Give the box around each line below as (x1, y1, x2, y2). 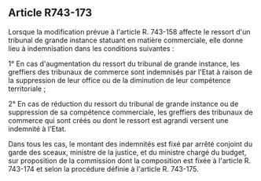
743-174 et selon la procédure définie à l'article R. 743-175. (8, 164, 199, 173)
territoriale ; (8, 84, 46, 93)
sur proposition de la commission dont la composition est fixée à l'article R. (8, 156, 252, 165)
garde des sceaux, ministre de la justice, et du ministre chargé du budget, (8, 147, 247, 157)
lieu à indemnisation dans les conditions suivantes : (8, 43, 175, 53)
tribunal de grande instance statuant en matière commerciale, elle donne (8, 35, 244, 45)
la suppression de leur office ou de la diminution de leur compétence (8, 75, 231, 85)
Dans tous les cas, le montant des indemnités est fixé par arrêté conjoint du (8, 139, 253, 148)
